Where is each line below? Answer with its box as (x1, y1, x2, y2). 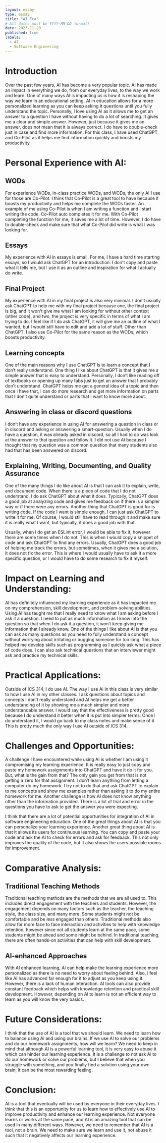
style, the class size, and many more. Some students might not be (5, 911, 140, 917)
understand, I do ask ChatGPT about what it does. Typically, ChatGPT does (5, 493, 159, 499)
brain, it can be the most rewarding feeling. (5, 1067, 93, 1073)
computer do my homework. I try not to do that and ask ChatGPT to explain (5, 783, 159, 789)
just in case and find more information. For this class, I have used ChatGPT (5, 129, 158, 135)
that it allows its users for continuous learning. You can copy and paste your (5, 829, 160, 835)
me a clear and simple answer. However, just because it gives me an (5, 118, 145, 124)
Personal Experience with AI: (5, 157, 127, 168)
